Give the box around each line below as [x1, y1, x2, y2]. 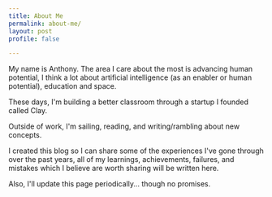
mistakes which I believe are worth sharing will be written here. [8, 164, 219, 173]
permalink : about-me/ [8, 20, 82, 28]
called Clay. [8, 106, 48, 116]
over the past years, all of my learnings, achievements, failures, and [8, 155, 235, 164]
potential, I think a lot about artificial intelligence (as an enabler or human [8, 72, 253, 82]
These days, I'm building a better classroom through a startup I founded [8, 97, 249, 107]
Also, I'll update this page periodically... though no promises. [8, 179, 211, 189]
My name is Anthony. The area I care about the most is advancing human [8, 64, 253, 74]
